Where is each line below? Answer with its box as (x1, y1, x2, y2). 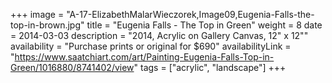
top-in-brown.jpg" (10, 19, 85, 31)
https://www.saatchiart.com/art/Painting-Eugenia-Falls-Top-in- (14, 51, 275, 63)
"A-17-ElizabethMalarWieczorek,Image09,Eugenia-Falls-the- (66, 9, 315, 20)
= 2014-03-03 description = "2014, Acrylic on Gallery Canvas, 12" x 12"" (10, 30, 309, 41)
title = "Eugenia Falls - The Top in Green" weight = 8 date (86, 19, 323, 31)
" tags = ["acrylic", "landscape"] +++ (133, 62, 287, 73)
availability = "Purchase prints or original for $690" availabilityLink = (10, 40, 292, 52)
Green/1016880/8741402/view (10, 62, 135, 73)
